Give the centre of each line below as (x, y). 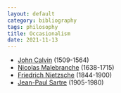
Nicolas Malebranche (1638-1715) (66, 68)
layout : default (31, 14)
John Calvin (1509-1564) (53, 60)
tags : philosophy (33, 27)
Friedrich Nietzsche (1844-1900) (65, 75)
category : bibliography (42, 20)
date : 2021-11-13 (33, 40)
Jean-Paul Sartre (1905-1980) (60, 82)
